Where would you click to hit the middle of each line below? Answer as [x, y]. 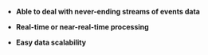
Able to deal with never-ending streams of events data [108, 12]
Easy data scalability [51, 42]
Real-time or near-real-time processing [82, 27]
